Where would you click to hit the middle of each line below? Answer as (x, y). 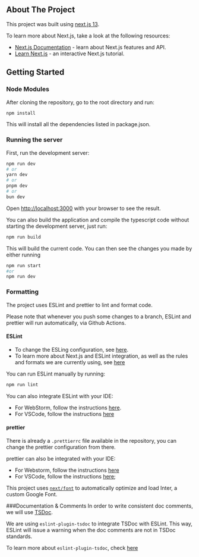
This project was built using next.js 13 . (53, 24)
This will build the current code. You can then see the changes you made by (99, 248)
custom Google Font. (32, 494)
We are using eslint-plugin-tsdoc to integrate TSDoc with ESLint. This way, (99, 524)
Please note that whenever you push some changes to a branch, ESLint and (99, 316)
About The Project (41, 10)
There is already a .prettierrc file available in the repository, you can (91, 440)
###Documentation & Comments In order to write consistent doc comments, (99, 506)
